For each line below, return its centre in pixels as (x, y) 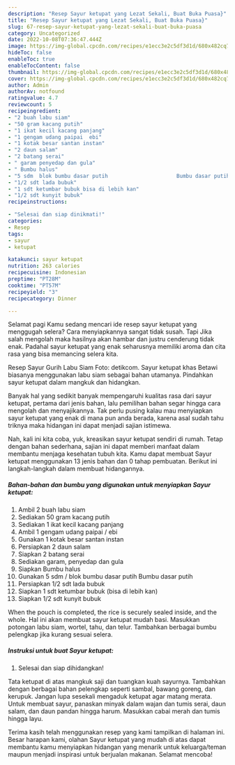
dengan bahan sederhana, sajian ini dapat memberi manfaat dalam (104, 447)
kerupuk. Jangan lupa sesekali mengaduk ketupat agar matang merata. (110, 697)
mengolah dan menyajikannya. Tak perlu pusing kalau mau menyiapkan (111, 411)
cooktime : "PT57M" (35, 285)
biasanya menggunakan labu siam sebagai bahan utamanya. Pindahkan (111, 375)
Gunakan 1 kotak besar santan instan (71, 540)
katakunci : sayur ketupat (45, 260)
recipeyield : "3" (33, 292)
